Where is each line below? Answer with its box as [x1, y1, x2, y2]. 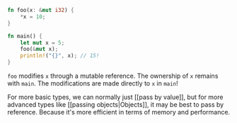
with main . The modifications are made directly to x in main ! [7, 79, 178, 88]
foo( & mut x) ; [20, 46, 59, 53]
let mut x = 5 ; [20, 39, 65, 46]
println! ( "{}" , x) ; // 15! [20, 52, 100, 59]
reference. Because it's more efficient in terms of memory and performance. [7, 108, 231, 116]
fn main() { [7, 33, 42, 40]
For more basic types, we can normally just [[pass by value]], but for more [7, 93, 224, 101]
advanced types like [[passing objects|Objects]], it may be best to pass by [7, 100, 224, 109]
